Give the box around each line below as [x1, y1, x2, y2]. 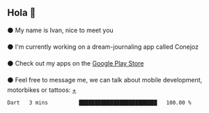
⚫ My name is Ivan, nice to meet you [7, 26, 114, 34]
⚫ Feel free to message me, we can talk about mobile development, [7, 75, 203, 84]
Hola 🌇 [7, 7, 36, 19]
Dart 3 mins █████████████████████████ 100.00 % [7, 99, 192, 106]
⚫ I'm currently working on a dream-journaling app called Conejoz [7, 43, 199, 51]
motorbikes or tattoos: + [7, 85, 77, 94]
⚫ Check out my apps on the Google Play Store [7, 59, 144, 67]
